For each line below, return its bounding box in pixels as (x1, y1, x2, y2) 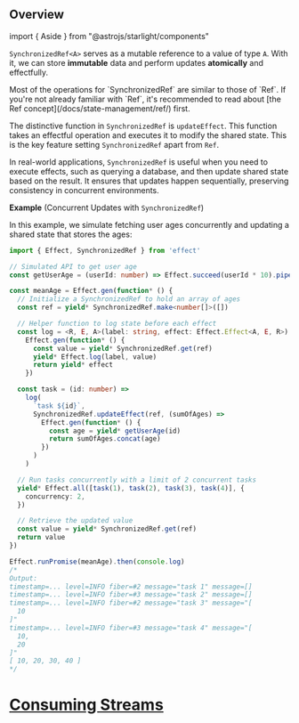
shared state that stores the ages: (9, 229, 133, 240)
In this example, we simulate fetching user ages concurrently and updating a (9, 219, 289, 230)
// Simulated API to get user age (9, 262, 138, 271)
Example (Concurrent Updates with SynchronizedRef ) (9, 202, 205, 213)
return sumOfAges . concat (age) (48, 435, 162, 443)
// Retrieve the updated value (17, 516, 133, 525)
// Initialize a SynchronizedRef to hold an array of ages (17, 295, 241, 304)
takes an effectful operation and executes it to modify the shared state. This (9, 129, 287, 141)
